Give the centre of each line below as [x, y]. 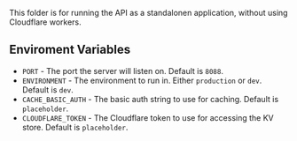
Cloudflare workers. [45, 22]
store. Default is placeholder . [75, 127]
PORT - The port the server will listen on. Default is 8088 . [123, 70]
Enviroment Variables [70, 50]
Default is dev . [47, 89]
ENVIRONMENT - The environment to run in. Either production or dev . [142, 80]
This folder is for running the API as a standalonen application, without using [148, 13]
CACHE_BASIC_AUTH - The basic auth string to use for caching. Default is [150, 99]
